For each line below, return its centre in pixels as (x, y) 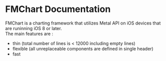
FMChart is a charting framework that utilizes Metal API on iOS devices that (83, 23)
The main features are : (29, 33)
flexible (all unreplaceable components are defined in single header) (83, 48)
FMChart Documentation (58, 9)
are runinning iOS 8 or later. (34, 28)
